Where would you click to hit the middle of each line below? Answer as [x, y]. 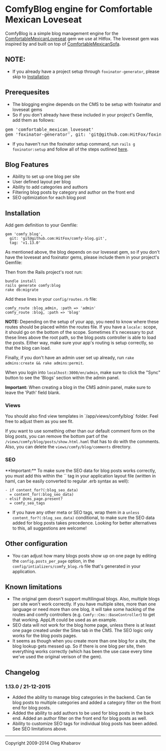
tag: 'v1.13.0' [25, 243]
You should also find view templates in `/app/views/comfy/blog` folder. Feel [82, 416]
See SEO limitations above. [40, 729]
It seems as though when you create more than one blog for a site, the [84, 641]
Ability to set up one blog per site [46, 176]
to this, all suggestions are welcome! [49, 528]
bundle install [21, 281]
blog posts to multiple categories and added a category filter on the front [86, 702]
